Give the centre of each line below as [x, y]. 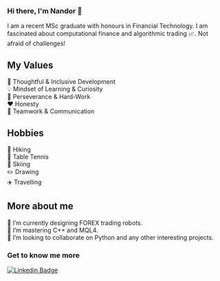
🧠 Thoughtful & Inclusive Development [61, 82]
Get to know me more [44, 255]
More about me [40, 206]
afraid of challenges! [36, 43]
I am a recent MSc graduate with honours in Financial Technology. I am [108, 26]
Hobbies [26, 133]
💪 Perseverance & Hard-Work [49, 97]
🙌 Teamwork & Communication [51, 111]
